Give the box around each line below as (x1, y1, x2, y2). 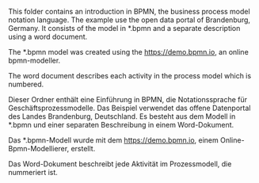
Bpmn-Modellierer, (8, 144, 70, 153)
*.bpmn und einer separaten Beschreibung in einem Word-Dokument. (8, 120, 234, 129)
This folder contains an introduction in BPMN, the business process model (8, 7, 251, 16)
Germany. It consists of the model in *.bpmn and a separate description (8, 24, 241, 32)
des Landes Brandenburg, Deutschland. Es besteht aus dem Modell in (8, 112, 236, 121)
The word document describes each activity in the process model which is (8, 71, 252, 80)
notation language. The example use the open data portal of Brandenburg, (8, 15, 251, 25)
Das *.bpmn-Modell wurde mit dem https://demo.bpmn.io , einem (8, 135, 219, 145)
